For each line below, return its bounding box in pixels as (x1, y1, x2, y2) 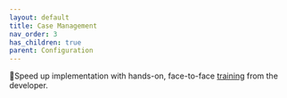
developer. (9, 80, 49, 91)
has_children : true (9, 37, 82, 47)
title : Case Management (9, 21, 98, 30)
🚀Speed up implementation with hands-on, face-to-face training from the (9, 70, 279, 81)
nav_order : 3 (9, 29, 58, 38)
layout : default (9, 12, 70, 22)
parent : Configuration (9, 46, 94, 55)
